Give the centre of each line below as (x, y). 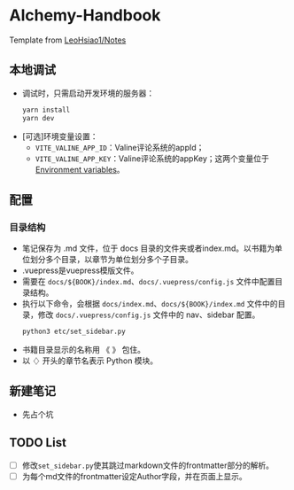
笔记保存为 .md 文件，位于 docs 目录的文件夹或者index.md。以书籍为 (148, 248)
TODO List (38, 443)
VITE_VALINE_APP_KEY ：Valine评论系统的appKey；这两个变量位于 (152, 158)
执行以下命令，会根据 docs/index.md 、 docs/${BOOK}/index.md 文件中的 (150, 304)
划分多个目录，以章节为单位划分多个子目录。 (111, 260)
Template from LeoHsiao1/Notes (68, 40)
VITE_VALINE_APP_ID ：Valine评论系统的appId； (120, 147)
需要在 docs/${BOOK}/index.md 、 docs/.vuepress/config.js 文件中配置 (148, 282)
